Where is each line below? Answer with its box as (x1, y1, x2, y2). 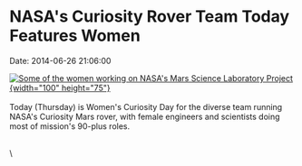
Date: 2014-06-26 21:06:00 (9, 55, 112, 66)
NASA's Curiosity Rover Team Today (9, 6, 290, 27)
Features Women (9, 25, 141, 46)
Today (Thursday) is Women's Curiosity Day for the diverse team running (9, 101, 283, 112)
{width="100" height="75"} (9, 82, 111, 93)
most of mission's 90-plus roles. (9, 120, 131, 132)
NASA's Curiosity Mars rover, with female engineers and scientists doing (9, 111, 280, 122)
